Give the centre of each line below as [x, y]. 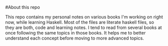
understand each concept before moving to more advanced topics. [75, 38]
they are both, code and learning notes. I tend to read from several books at [83, 27]
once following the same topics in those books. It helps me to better [75, 33]
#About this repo [23, 7]
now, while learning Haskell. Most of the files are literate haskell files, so [80, 22]
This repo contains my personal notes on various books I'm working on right [84, 17]
